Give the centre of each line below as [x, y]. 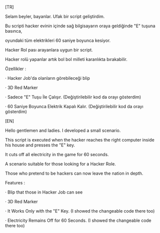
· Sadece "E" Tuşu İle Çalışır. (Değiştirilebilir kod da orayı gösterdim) [73, 97]
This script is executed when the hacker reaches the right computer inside [80, 140]
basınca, [14, 31]
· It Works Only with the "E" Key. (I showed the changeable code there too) [80, 211]
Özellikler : [16, 69]
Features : [15, 183]
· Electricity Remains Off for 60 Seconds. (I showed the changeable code [78, 220]
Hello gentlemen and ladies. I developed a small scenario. [63, 130]
